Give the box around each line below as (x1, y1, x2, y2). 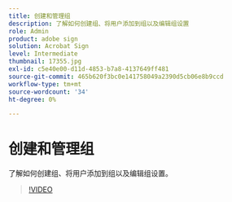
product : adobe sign (8, 34, 79, 43)
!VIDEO (28, 185, 53, 195)
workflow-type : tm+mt (8, 80, 82, 88)
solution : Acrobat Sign (8, 42, 90, 50)
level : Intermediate (8, 50, 79, 58)
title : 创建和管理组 (8, 11, 71, 20)
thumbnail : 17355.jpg (8, 58, 82, 66)
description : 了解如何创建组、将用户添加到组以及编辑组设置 (8, 20, 190, 28)
